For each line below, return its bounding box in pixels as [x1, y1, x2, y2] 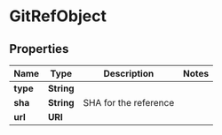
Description [103, 68, 155, 79]
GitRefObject [9, 6, 107, 26]
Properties [9, 41, 69, 56]
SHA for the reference [83, 97, 175, 109]
